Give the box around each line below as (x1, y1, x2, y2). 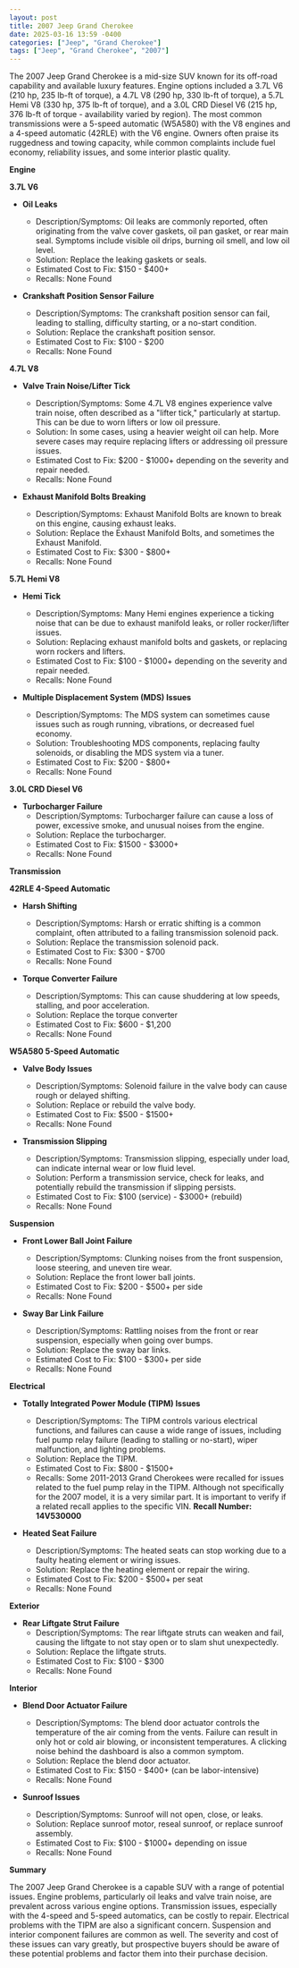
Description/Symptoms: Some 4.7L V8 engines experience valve (35, 398, 273, 409)
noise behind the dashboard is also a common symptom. (35, 1746, 245, 1757)
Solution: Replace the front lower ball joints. (35, 1272, 196, 1283)
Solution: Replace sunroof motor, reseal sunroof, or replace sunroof (35, 1819, 284, 1829)
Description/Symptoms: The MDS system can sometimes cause (35, 709, 270, 720)
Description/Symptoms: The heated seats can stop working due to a (35, 1545, 287, 1557)
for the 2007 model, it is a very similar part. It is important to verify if (35, 1491, 287, 1503)
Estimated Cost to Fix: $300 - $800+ (35, 547, 171, 557)
